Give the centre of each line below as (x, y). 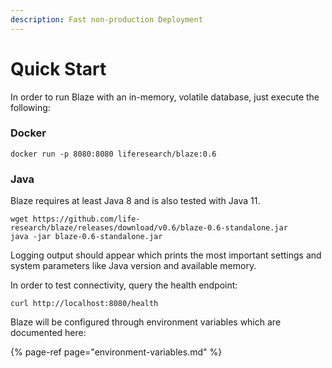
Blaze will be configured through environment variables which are (146, 322)
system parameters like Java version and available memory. (133, 266)
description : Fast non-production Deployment (106, 19)
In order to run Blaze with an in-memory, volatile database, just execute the (165, 97)
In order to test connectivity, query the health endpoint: (124, 285)
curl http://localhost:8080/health (84, 304)
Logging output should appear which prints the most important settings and (166, 255)
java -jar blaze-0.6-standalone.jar (86, 237)
